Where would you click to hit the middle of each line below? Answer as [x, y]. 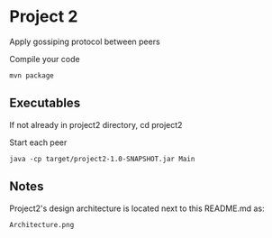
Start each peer [38, 142]
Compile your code [45, 59]
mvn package [32, 75]
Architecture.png [42, 224]
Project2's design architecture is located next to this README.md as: [137, 208]
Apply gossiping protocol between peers [85, 41]
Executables [45, 103]
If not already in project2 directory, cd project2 [96, 124]
